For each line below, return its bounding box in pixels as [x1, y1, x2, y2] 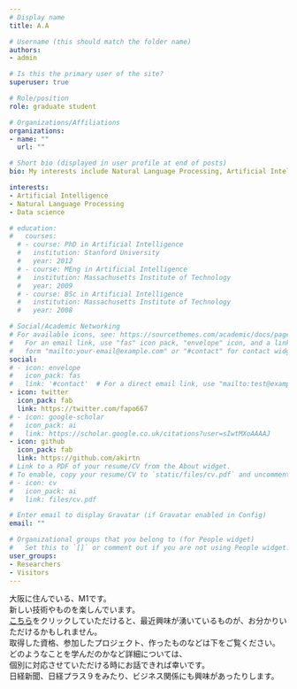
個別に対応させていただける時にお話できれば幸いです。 [9, 660, 210, 670]
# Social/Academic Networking [9, 322, 121, 331]
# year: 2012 [17, 257, 73, 266]
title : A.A [9, 21, 49, 30]
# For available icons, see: [9, 330, 117, 339]
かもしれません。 [39, 626, 103, 638]
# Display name [9, 12, 65, 22]
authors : [9, 45, 42, 54]
